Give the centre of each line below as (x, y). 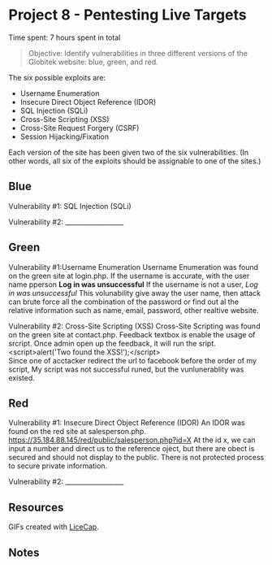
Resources (36, 507)
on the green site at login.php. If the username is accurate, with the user (129, 276)
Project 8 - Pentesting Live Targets (127, 15)
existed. (22, 378)
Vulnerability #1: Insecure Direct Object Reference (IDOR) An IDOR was (127, 423)
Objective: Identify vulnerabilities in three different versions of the (138, 53)
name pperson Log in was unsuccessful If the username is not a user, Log (133, 284)
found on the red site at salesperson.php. (77, 432)
